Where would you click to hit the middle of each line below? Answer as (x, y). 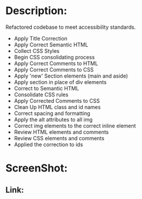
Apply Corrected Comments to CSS (57, 100)
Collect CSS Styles (37, 50)
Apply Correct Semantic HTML (51, 45)
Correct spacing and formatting (52, 113)
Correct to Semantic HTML (46, 88)
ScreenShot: (37, 168)
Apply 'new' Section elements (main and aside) (71, 76)
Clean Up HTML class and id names (57, 107)
